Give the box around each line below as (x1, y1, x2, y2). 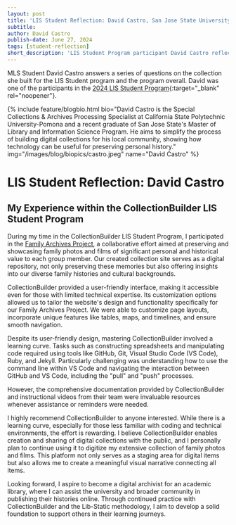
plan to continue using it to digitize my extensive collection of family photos (7, 443, 225, 452)
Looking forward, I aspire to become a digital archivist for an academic (7, 479, 212, 488)
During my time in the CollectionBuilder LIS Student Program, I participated (7, 232, 224, 240)
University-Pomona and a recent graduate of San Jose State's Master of (7, 120, 216, 128)
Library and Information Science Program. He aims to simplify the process (7, 127, 221, 136)
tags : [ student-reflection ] (7, 43, 90, 50)
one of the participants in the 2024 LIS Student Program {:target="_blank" (7, 84, 220, 92)
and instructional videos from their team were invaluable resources (7, 392, 201, 401)
